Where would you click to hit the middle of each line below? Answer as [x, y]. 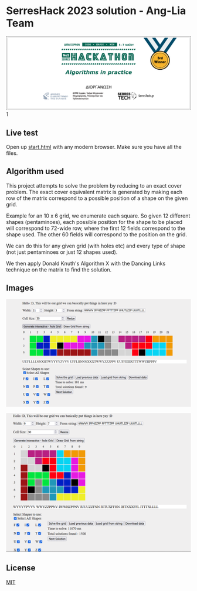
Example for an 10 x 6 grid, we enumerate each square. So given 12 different [98, 216]
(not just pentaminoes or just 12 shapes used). [62, 252]
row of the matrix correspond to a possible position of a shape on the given [97, 198]
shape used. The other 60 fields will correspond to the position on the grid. [97, 234]
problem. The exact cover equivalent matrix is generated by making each [94, 192]
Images [20, 288]
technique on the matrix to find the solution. [59, 269]
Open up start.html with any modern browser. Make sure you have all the [94, 147]
